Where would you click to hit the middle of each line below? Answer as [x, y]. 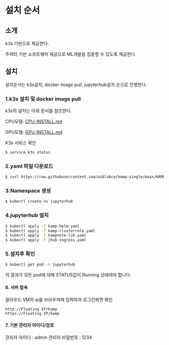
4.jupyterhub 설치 [27, 215]
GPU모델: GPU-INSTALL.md [34, 132]
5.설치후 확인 [20, 254]
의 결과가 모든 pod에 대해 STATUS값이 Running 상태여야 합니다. [68, 275]
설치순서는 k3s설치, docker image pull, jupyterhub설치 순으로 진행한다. [76, 84]
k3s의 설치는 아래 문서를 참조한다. [38, 111]
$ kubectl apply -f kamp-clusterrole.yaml [50, 231]
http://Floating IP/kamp [31, 309]
